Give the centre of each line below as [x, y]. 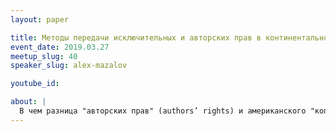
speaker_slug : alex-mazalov [69, 66]
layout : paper [40, 19]
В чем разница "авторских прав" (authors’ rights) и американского [163, 111]
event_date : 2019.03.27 [60, 47]
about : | [28, 102]
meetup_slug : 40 [44, 56]
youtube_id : [35, 84]
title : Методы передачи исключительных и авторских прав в [136, 37]
